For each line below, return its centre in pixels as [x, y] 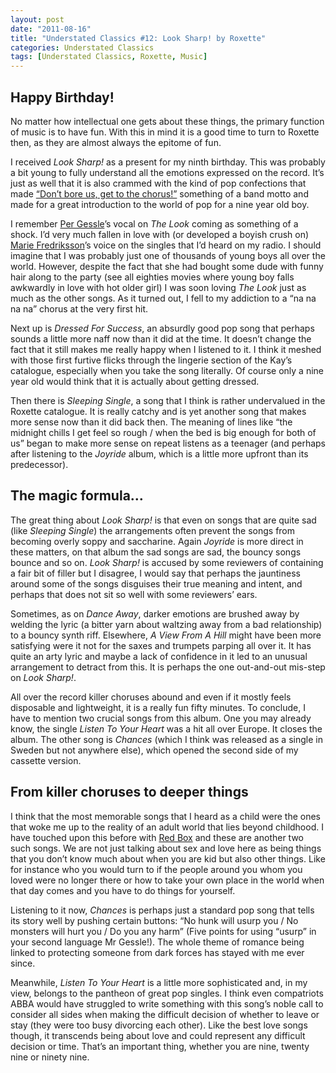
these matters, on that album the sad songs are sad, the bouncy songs [156, 552]
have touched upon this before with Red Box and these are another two [157, 837]
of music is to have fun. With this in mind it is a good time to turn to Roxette [165, 132]
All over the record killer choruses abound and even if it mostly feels [151, 697]
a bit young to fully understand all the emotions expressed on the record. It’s [167, 172]
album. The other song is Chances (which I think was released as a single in [166, 739]
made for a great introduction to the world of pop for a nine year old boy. [160, 204]
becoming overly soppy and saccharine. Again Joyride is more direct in [157, 541]
